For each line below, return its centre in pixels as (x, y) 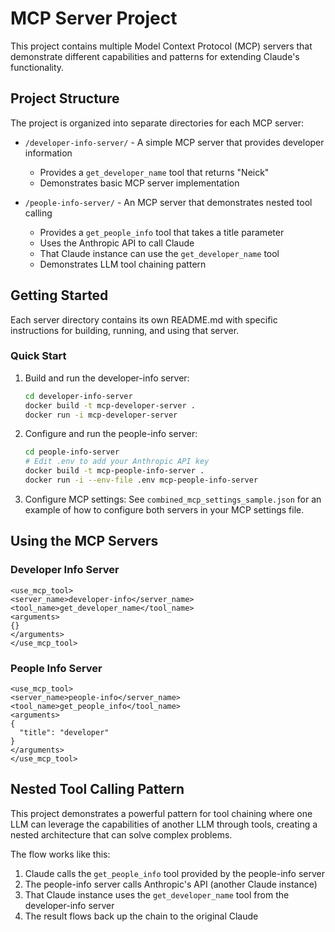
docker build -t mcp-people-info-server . (114, 471)
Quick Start (38, 356)
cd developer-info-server (78, 396)
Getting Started (59, 295)
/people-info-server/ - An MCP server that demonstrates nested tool (168, 202)
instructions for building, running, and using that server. (125, 330)
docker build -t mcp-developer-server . (110, 405)
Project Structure (65, 98)
